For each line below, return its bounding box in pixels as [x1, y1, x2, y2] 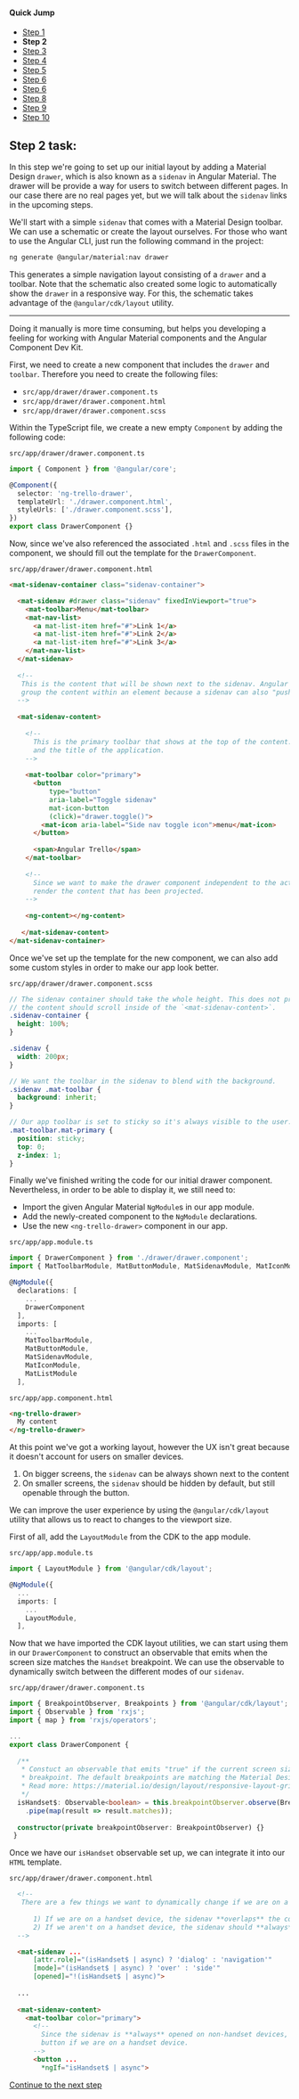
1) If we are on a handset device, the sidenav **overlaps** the [32, 1915, 280, 1923]
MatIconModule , [25, 1360, 82, 1370]
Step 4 [21, 55, 47, 66]
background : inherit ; [17, 1093, 98, 1103]
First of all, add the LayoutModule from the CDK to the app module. [9, 1531, 251, 1542]
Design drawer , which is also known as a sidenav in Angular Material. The [9, 171, 278, 182]
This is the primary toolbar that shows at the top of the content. [32, 737, 293, 746]
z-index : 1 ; [17, 1151, 62, 1160]
